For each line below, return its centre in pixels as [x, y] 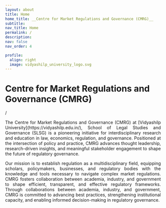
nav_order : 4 [19, 46]
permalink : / [19, 33]
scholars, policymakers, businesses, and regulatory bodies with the [83, 169]
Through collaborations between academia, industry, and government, [83, 190]
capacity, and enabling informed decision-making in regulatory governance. [82, 200]
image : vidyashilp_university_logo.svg [51, 65]
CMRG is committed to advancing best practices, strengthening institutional [83, 195]
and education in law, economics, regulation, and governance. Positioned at [83, 138]
